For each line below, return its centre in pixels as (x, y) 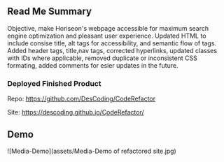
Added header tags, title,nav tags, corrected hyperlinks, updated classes (112, 50)
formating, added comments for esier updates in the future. (93, 65)
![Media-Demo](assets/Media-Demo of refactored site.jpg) (92, 151)
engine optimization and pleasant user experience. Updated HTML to (107, 36)
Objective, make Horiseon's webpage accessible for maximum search (108, 28)
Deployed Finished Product (54, 83)
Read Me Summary (50, 12)
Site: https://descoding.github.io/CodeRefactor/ (76, 112)
